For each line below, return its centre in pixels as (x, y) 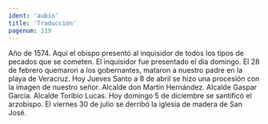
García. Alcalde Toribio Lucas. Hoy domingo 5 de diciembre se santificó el (130, 96)
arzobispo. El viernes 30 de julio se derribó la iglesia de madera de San (125, 104)
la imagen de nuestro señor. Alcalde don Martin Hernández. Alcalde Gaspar (133, 87)
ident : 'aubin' (34, 16)
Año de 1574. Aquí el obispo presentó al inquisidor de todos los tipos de (126, 54)
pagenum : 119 (30, 30)
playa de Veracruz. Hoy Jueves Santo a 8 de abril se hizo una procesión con (134, 79)
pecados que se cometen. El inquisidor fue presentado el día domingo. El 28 (134, 62)
